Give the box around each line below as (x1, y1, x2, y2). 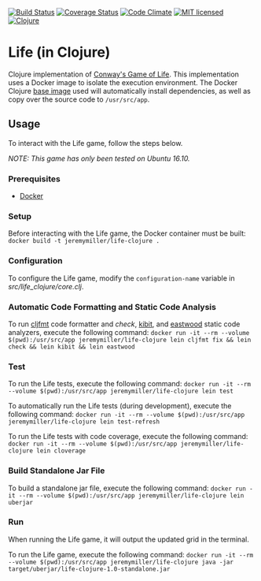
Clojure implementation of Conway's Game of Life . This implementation (8, 69, 240, 79)
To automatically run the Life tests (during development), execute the (8, 401, 232, 411)
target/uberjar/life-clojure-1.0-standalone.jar (8, 564, 171, 573)
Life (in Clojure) (8, 43, 111, 61)
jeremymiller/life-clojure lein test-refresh (8, 418, 160, 426)
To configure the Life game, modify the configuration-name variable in (8, 273, 235, 283)
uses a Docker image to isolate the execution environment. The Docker (8, 77, 238, 87)
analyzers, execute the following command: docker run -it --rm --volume (8, 327, 250, 337)
